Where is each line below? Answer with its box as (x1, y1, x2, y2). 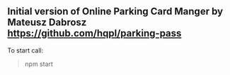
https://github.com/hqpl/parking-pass (7, 27, 182, 39)
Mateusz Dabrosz (7, 17, 87, 29)
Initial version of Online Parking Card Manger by (7, 6, 224, 18)
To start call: (7, 46, 44, 55)
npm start (24, 60, 53, 68)
